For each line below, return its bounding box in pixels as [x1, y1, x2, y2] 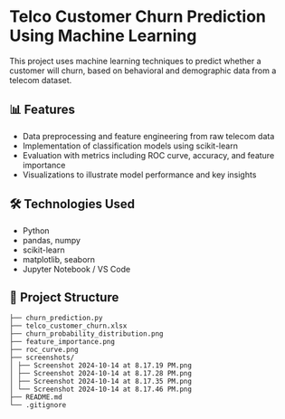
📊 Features [9, 102, 75, 118]
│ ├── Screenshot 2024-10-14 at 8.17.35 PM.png [9, 377, 193, 386]
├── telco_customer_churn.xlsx [9, 321, 128, 331]
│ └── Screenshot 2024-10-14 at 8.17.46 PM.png [9, 385, 193, 395]
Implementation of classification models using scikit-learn [22, 140, 238, 151]
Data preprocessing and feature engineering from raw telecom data [22, 130, 275, 141]
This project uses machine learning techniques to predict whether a [9, 55, 261, 66]
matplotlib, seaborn [22, 253, 96, 264]
